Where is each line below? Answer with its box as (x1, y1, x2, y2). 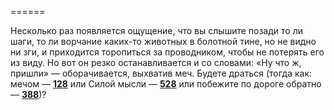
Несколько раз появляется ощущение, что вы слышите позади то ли (10, 25, 303, 36)
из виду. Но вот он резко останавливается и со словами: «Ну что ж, (10, 57, 302, 68)
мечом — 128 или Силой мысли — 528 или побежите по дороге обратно (10, 78, 322, 90)
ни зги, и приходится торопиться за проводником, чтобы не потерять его (10, 46, 325, 58)
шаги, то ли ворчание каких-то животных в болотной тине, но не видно (10, 36, 317, 47)
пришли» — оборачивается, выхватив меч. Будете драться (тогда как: (10, 67, 313, 79)
